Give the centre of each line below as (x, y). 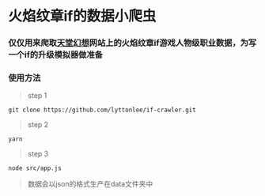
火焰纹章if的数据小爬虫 (82, 16)
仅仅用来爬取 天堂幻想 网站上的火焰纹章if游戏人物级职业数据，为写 (132, 43)
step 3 (38, 154)
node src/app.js (35, 168)
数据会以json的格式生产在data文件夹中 (90, 184)
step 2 (38, 125)
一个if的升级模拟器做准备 (55, 55)
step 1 (37, 96)
